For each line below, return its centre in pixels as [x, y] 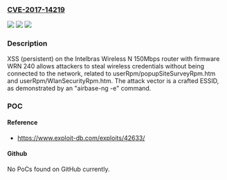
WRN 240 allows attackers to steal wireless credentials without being [106, 66]
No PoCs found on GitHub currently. [58, 169]
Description [27, 44]
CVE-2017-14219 [36, 10]
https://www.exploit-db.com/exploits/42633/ [81, 138]
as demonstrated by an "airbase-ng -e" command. [79, 88]
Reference [22, 123]
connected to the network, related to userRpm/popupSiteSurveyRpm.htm [111, 73]
